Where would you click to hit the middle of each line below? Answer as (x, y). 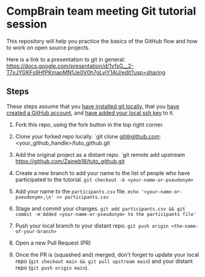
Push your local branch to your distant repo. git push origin (92, 225)
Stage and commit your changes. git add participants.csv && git (100, 208)
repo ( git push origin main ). (52, 267)
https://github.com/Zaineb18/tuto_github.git (70, 161)
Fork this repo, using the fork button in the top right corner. (89, 124)
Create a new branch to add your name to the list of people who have (102, 173)
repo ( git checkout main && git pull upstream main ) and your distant (104, 261)
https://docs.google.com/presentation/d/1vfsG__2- (70, 66)
